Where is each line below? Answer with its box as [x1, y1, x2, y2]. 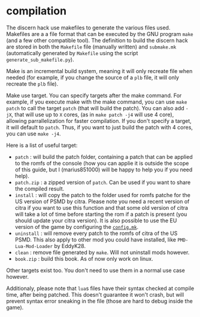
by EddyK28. [53, 242, 86, 249]
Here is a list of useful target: [6, 141, 78, 149]
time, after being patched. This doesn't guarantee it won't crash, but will [6, 291, 184, 298]
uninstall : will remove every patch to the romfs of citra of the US [14, 230, 178, 237]
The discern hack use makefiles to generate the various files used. [6, 24, 171, 31]
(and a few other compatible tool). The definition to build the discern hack [6, 37, 189, 44]
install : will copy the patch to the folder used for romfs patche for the [14, 191, 190, 198]
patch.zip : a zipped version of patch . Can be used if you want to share [14, 179, 191, 186]
